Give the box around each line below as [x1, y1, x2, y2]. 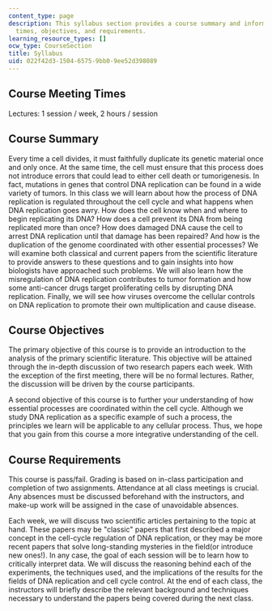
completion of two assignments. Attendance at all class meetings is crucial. [8, 483, 259, 493]
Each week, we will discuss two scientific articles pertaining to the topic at [8, 516, 257, 526]
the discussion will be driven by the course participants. [8, 379, 195, 389]
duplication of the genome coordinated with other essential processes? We [8, 240, 259, 250]
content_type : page [8, 11, 74, 20]
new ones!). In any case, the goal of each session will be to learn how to [8, 550, 249, 560]
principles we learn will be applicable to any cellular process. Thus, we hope [8, 421, 263, 430]
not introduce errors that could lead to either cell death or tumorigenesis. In [8, 171, 260, 181]
